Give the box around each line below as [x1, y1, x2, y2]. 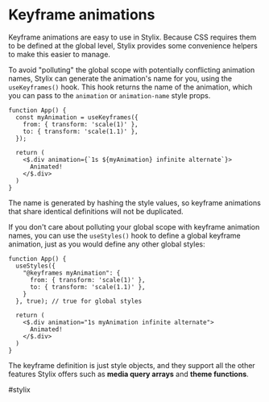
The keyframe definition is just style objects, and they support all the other [8, 360, 255, 370]
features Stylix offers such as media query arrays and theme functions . [8, 369, 250, 379]
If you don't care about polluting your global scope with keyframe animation [8, 222, 260, 231]
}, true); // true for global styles [15, 296, 143, 305]
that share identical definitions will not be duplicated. [8, 206, 184, 216]
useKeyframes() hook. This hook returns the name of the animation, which [8, 82, 253, 92]
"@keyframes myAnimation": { [23, 268, 121, 277]
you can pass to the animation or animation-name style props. [8, 90, 211, 100]
